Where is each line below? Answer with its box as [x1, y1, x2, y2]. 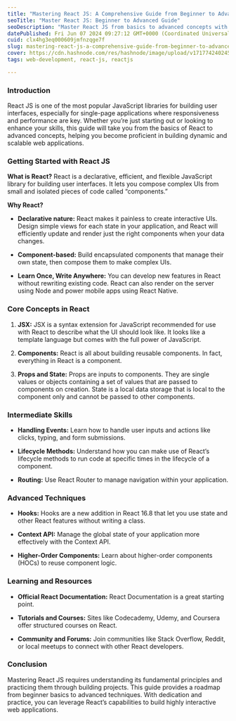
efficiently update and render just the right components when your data [17, 229, 225, 238]
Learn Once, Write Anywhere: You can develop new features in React [17, 272, 221, 280]
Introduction [7, 85, 51, 95]
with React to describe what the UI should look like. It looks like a [17, 328, 206, 336]
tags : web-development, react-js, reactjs [7, 56, 133, 63]
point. [17, 599, 35, 608]
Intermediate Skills [7, 409, 73, 419]
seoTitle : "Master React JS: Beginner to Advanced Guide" [7, 17, 181, 24]
